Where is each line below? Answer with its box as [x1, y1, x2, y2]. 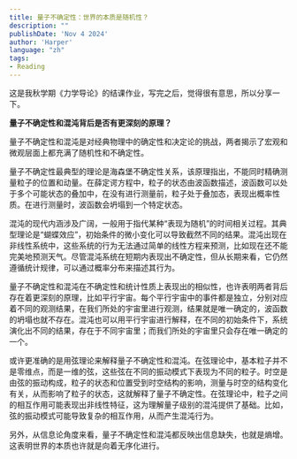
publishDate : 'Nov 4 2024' [9, 29, 109, 38]
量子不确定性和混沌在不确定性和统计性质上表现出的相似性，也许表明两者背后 [9, 280, 288, 292]
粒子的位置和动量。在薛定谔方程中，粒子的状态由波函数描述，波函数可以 [16, 177, 280, 187]
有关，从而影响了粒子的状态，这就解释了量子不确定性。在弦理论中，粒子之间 [9, 388, 288, 399]
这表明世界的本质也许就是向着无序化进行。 [9, 440, 164, 451]
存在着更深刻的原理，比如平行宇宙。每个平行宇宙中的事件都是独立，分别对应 [9, 292, 288, 302]
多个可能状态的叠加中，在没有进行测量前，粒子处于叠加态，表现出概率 [16, 187, 272, 199]
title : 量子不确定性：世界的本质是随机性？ [9, 12, 149, 22]
